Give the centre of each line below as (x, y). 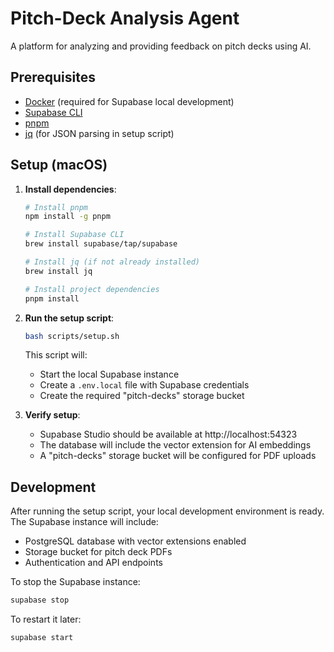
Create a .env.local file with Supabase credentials (144, 385)
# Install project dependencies (92, 289)
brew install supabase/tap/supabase (101, 244)
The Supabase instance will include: (84, 522)
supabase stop (40, 600)
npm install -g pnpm (67, 217)
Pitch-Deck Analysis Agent (125, 18)
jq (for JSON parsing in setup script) (99, 133)
